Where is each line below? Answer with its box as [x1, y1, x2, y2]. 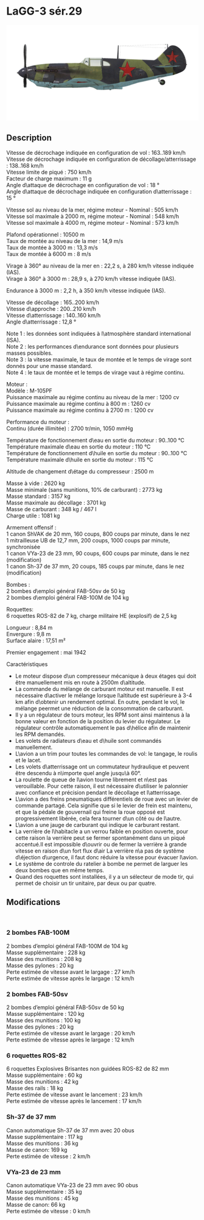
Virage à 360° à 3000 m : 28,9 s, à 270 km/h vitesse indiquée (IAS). [6, 275, 177, 282]
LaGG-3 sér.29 [6, 4, 82, 18]
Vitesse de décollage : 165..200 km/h [6, 299, 99, 306]
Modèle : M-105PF [6, 387, 53, 394]
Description [6, 133, 52, 143]
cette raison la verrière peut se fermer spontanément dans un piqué [15, 834, 186, 842]
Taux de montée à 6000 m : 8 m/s [6, 250, 91, 257]
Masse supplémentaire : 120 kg [6, 1010, 85, 1018]
